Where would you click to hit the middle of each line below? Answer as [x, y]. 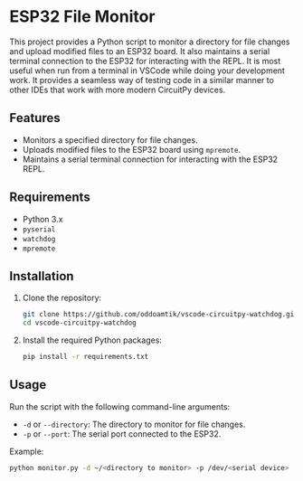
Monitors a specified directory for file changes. [110, 140]
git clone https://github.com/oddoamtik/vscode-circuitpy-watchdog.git [160, 315]
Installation [42, 276]
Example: [27, 451]
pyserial [39, 229]
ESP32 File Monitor [82, 17]
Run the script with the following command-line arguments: [120, 406]
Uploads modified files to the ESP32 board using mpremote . [132, 149]
